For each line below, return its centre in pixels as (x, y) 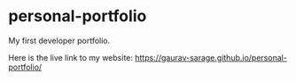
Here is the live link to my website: (71, 57)
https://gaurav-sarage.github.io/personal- (211, 57)
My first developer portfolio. (59, 40)
